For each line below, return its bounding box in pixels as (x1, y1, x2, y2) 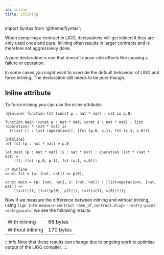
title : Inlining (5, 12, 38, 17)
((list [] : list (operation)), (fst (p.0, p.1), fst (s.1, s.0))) (9, 128, 150, 133)
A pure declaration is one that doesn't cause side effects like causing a (5, 54, 148, 60)
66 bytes (48, 219, 69, 226)
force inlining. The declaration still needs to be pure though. (5, 75, 126, 80)
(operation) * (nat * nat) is (5, 124, 67, 129)
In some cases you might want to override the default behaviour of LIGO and (5, 69, 160, 75)
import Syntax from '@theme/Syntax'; (5, 25, 82, 31)
